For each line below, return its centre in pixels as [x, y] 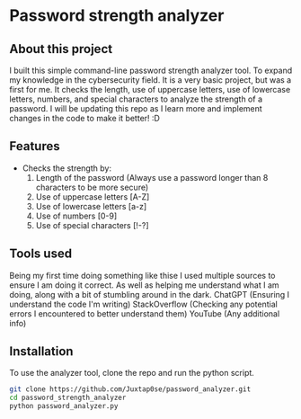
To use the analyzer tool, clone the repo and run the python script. [132, 373]
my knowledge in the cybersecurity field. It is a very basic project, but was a [150, 80]
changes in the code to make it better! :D [84, 118]
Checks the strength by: [67, 168]
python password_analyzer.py [64, 406]
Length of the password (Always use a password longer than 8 [152, 177]
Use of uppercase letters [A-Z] [93, 196]
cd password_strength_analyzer [68, 398]
